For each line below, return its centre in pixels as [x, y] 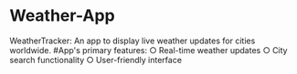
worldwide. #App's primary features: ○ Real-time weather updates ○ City [148, 50]
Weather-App [63, 16]
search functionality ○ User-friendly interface [96, 60]
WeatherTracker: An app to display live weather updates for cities [133, 41]
